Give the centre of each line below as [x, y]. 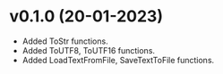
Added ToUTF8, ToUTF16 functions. [88, 50]
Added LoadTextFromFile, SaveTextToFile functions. [118, 60]
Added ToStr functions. [65, 41]
